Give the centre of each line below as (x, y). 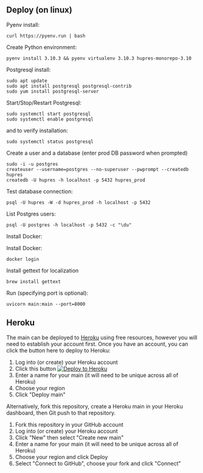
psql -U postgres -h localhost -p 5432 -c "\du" (69, 225)
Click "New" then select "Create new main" (69, 437)
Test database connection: (40, 191)
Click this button (36, 368)
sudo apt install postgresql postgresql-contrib (69, 86)
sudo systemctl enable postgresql (50, 119)
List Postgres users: (31, 214)
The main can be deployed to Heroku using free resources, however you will (102, 337)
